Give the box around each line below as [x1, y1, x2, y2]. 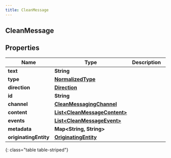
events [8, 117, 25, 124]
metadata [8, 125, 32, 133]
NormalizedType [54, 75, 96, 83]
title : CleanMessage [5, 7, 49, 13]
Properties [5, 44, 40, 52]
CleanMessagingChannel [54, 100, 117, 108]
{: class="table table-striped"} [5, 146, 69, 153]
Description [132, 59, 161, 66]
